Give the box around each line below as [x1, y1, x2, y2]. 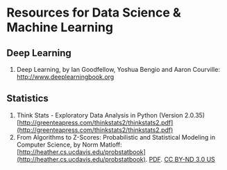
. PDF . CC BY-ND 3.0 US [145, 155, 216, 163]
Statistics [6, 93, 49, 104]
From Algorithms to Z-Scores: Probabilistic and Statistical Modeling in [16, 133, 216, 141]
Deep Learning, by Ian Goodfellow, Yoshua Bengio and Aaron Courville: [16, 66, 220, 73]
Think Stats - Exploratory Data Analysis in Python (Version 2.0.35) [16, 111, 205, 119]
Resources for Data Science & [6, 5, 181, 21]
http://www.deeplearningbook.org [16, 73, 115, 81]
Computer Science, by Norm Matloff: [16, 140, 122, 149]
